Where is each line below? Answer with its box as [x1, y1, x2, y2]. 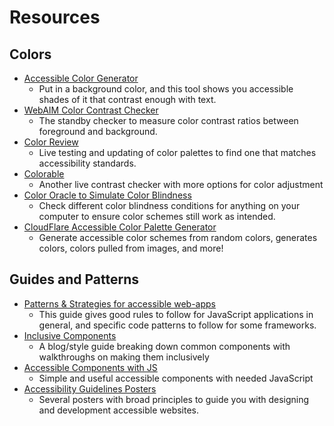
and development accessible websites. [38, 404, 200, 416]
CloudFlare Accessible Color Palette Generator [23, 221, 217, 233]
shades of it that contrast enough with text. [38, 94, 217, 105]
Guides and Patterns [9, 271, 140, 288]
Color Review [23, 136, 79, 148]
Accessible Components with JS [23, 361, 158, 373]
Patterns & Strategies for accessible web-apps [23, 297, 216, 310]
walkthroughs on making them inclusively [38, 351, 210, 363]
